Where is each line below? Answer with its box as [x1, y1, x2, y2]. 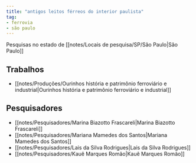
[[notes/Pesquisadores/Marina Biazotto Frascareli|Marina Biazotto [14, 119, 175, 126]
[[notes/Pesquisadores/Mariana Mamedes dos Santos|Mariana [14, 131, 168, 138]
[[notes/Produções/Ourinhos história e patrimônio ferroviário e [14, 80, 167, 87]
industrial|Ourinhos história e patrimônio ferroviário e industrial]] [14, 87, 171, 94]
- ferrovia [6, 19, 33, 25]
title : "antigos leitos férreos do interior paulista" [6, 8, 144, 15]
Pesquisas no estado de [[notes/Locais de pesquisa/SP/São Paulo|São [6, 41, 178, 48]
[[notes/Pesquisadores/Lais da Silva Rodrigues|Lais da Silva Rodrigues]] [14, 144, 191, 151]
